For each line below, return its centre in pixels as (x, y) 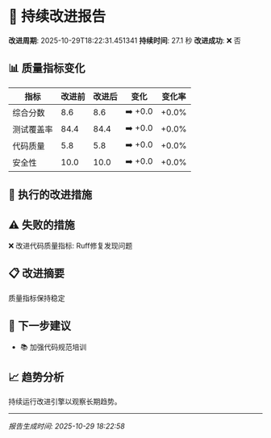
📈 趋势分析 (36, 377)
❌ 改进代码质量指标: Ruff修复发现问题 (71, 245)
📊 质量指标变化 (47, 68)
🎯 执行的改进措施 (50, 195)
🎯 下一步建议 (40, 326)
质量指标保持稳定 (37, 298)
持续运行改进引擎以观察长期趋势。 (65, 402)
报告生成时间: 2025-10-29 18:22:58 (67, 426)
